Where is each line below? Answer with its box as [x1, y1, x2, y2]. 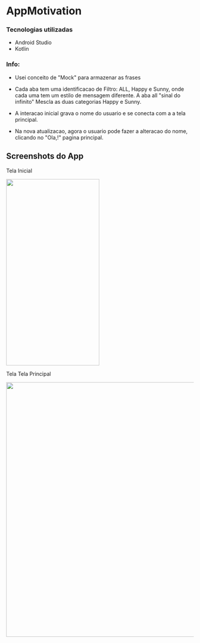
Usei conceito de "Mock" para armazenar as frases [14, 73, 141, 81]
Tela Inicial [6, 167, 33, 174]
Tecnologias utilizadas [6, 26, 73, 34]
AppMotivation [6, 4, 82, 18]
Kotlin [14, 45, 29, 52]
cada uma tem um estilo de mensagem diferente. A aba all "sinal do [14, 91, 180, 99]
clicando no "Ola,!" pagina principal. [14, 134, 104, 141]
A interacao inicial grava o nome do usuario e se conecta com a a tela [14, 109, 186, 117]
